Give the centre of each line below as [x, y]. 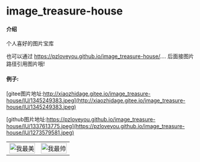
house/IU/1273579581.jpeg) [40, 132]
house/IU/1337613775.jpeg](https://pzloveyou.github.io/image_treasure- [95, 126]
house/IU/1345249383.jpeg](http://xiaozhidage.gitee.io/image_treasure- [96, 100]
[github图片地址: [27, 119]
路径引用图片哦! [26, 64]
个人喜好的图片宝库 [30, 44]
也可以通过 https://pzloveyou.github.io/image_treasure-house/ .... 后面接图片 [100, 56]
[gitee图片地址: [25, 93]
